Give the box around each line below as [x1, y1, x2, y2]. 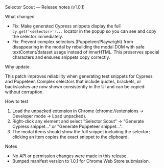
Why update [5, 64, 30, 70]
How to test [5, 98, 28, 104]
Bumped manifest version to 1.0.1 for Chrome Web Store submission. [12, 158, 150, 164]
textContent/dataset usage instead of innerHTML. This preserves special [12, 49, 160, 55]
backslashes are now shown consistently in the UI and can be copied [5, 84, 145, 90]
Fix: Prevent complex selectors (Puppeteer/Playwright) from [12, 39, 133, 45]
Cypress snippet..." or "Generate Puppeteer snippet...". [12, 123, 123, 129]
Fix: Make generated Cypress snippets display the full [12, 23, 121, 29]
